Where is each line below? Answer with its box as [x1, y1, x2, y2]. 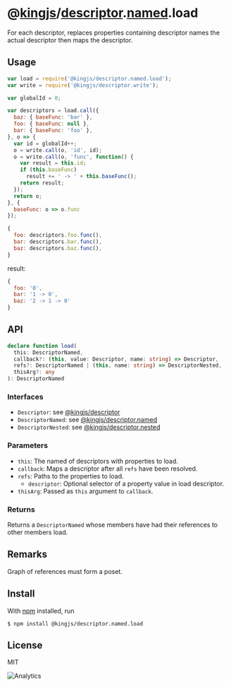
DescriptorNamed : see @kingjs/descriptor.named [17, 416, 157, 424]
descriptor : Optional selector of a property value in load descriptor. [27, 479, 224, 488]
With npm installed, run [7, 606, 75, 615]
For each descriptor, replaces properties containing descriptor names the [7, 28, 220, 37]
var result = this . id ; [20, 160, 87, 167]
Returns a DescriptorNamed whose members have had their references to [7, 520, 218, 529]
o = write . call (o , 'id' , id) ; [13, 146, 102, 153]
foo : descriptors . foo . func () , [13, 232, 102, 239]
